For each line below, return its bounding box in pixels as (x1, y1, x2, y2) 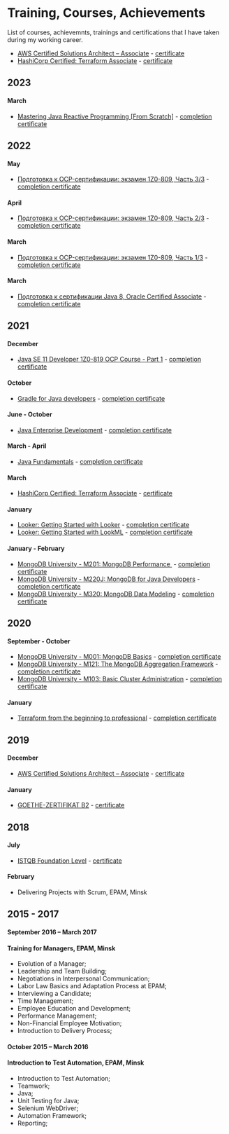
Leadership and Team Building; (17, 967, 107, 976)
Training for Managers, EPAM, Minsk (7, 944, 116, 952)
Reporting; (17, 1119, 48, 1127)
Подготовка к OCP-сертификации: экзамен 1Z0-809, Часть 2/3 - (17, 214, 209, 222)
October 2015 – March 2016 (7, 1042, 89, 1051)
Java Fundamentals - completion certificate (17, 457, 143, 465)
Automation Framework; (17, 1111, 87, 1119)
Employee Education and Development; (17, 1004, 131, 1013)
